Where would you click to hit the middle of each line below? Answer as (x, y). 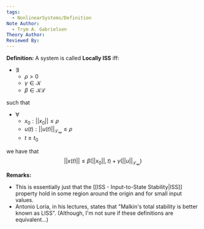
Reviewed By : (23, 41)
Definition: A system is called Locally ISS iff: (63, 58)
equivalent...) (32, 219)
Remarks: (19, 175)
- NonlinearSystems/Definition (52, 18)
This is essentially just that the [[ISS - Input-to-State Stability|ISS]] (99, 187)
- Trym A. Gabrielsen (40, 29)
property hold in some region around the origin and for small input (98, 193)
